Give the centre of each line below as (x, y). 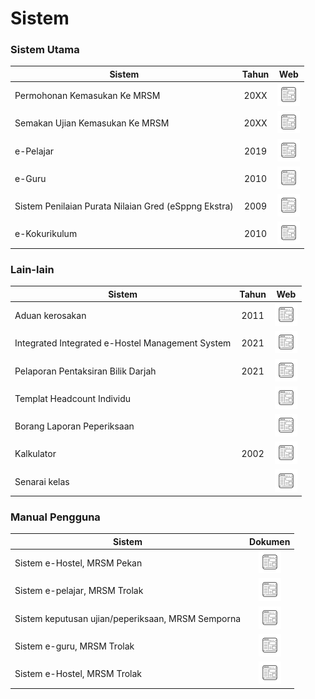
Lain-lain (32, 269)
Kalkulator (35, 454)
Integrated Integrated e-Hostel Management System (123, 343)
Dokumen (270, 541)
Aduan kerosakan (50, 316)
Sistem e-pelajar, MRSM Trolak (79, 591)
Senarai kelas (42, 481)
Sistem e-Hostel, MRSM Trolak (78, 674)
